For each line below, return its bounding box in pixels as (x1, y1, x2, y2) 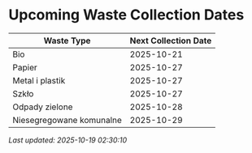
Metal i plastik (12, 74, 66, 86)
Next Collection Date (129, 35, 212, 46)
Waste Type (43, 35, 91, 46)
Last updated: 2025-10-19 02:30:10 (8, 135, 128, 145)
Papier (12, 62, 38, 73)
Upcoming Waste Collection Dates (8, 6, 245, 24)
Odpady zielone (12, 101, 73, 113)
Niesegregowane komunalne (12, 114, 122, 125)
